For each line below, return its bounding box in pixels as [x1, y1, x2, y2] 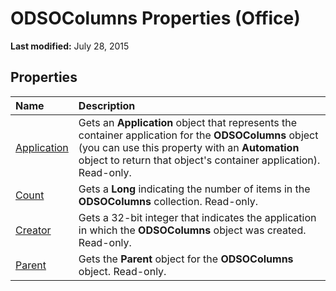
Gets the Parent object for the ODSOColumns [78, 252, 294, 266]
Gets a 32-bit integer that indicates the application [78, 210, 317, 224]
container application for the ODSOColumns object [78, 128, 319, 142]
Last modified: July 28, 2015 [10, 40, 130, 52]
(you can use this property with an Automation [78, 140, 300, 154]
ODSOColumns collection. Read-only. [78, 194, 258, 208]
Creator [15, 223, 52, 237]
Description [78, 98, 136, 112]
